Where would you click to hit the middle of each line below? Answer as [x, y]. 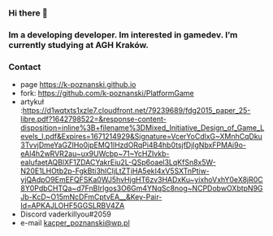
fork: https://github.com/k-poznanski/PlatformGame [107, 94]
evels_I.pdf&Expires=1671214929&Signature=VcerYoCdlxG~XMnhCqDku [141, 137]
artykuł [32, 102]
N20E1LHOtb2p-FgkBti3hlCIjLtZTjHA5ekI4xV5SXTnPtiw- [115, 171]
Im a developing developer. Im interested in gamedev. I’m [123, 34]
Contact [25, 67]
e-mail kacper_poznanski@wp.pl [75, 223]
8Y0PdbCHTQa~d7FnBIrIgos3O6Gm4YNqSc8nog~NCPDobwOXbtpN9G [141, 188]
